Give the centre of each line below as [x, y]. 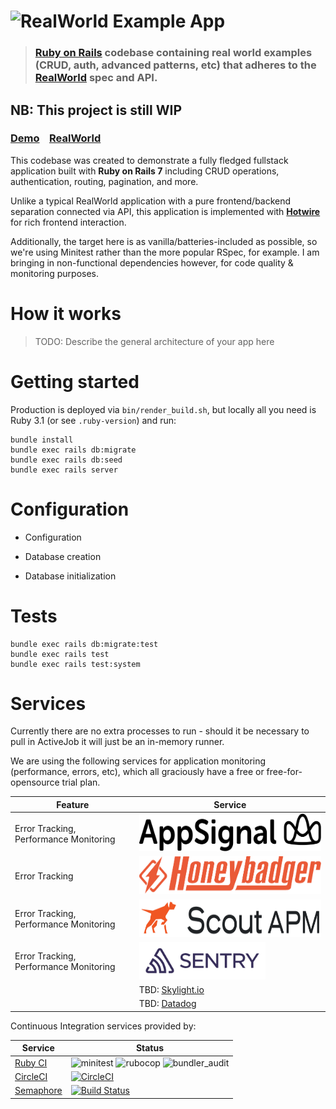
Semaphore [38, 1091]
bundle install [42, 440]
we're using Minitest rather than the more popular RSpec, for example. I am [165, 252]
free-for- [284, 772]
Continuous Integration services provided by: [103, 1026]
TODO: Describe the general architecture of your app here [154, 341]
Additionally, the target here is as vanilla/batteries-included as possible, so [164, 241]
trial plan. [81, 782]
